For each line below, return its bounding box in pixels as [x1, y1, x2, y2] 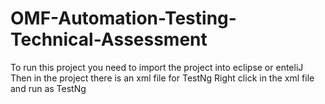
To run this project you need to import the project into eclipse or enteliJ [10, 61, 304, 73]
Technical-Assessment [10, 28, 208, 51]
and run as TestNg [10, 82, 87, 94]
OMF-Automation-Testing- [10, 7, 237, 30]
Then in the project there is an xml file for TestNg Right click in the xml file [10, 72, 315, 84]
